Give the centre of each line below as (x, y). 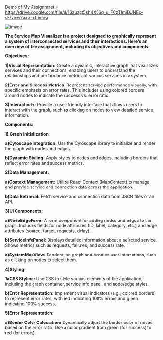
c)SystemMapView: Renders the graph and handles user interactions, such (81, 255)
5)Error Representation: (30, 313)
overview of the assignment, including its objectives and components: (78, 46)
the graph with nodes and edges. (38, 148)
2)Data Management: (27, 172)
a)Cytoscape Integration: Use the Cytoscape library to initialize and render (81, 143)
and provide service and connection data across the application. (69, 187)
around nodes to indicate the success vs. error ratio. (57, 95)
